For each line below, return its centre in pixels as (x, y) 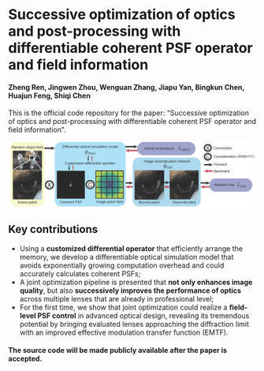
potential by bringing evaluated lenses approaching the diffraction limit (134, 324)
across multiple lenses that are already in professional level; (117, 298)
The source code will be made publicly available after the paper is (117, 350)
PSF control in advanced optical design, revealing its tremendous (143, 315)
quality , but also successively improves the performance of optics (130, 290)
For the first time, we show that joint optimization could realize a (123, 307)
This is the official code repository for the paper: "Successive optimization (129, 113)
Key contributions (53, 229)
